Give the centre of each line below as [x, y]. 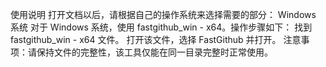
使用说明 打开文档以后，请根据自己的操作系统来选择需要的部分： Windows [163, 14]
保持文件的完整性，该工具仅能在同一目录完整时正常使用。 [154, 52]
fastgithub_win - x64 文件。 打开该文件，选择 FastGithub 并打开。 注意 [156, 39]
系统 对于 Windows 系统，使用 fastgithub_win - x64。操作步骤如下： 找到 [161, 27]
